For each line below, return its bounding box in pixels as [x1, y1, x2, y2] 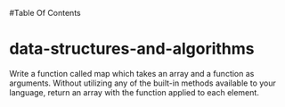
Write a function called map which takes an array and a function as [9, 68, 255, 78]
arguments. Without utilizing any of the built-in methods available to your [9, 78, 276, 88]
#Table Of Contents [9, 8, 82, 18]
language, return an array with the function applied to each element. [9, 86, 260, 97]
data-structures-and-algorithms [9, 39, 256, 59]
